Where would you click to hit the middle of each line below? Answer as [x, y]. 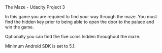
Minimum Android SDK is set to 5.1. [40, 46]
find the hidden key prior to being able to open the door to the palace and [80, 22]
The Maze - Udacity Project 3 [35, 7]
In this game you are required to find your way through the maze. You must [81, 16]
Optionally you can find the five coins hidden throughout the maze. [73, 37]
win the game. [19, 27]
